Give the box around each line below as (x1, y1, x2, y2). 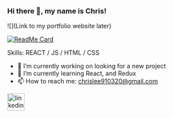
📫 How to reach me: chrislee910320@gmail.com (17, 77, 158, 86)
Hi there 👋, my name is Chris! (7, 6, 107, 16)
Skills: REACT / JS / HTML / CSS (7, 48, 99, 57)
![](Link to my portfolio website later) (7, 22, 112, 30)
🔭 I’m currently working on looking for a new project (17, 62, 166, 70)
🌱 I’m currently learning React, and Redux (17, 69, 137, 78)
